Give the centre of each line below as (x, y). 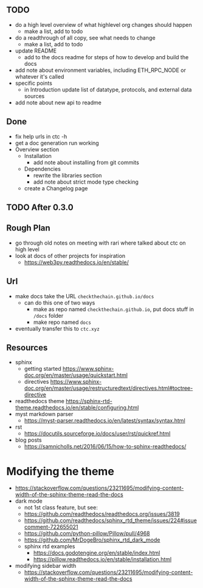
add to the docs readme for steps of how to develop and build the (106, 57)
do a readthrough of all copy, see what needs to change (85, 38)
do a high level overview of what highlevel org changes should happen (104, 24)
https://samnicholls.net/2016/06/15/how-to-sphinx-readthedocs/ (105, 446)
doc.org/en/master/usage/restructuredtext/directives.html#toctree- (108, 388)
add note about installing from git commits (86, 162)
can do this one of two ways (60, 303)
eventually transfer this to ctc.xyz (57, 328)
